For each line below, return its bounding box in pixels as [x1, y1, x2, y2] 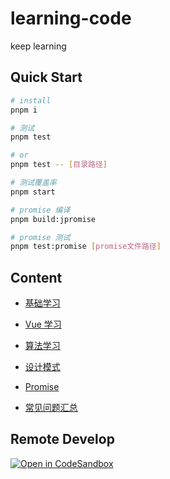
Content [10, 269, 63, 286]
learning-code [10, 7, 132, 30]
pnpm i [10, 105, 38, 115]
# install [10, 95, 52, 106]
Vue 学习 [24, 318, 62, 331]
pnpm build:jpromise [10, 214, 97, 224]
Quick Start [10, 69, 83, 86]
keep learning [10, 40, 67, 52]
